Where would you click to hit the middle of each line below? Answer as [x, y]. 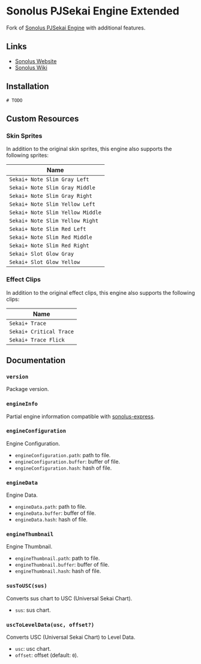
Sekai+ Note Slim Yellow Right [54, 221]
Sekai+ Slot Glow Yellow [45, 262]
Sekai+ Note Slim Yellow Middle [55, 213]
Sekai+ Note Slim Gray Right [51, 196]
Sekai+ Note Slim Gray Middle [52, 188]
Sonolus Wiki [31, 67]
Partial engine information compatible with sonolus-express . [81, 416]
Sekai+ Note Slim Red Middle [51, 238]
